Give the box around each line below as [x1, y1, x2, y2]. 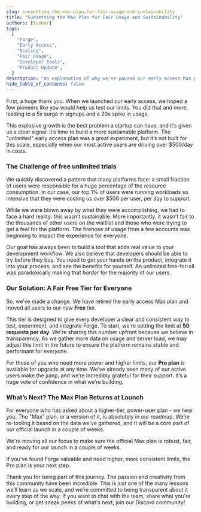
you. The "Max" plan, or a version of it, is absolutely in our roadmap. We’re [6, 413, 190, 420]
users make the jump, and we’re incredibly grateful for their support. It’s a [6, 372, 187, 379]
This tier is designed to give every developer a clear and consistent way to [6, 316, 190, 323]
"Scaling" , [17, 48, 44, 54]
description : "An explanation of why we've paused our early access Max [6, 75, 191, 81]
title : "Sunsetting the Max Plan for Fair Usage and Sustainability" [6, 14, 184, 20]
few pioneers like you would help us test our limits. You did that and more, [6, 104, 188, 111]
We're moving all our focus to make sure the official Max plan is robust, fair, [6, 437, 193, 444]
